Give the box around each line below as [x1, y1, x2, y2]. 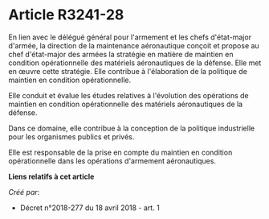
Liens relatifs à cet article [8, 171, 95, 181]
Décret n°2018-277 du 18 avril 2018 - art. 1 [19, 203, 161, 213]
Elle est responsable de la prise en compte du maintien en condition [8, 147, 233, 157]
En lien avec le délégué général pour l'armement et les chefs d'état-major [8, 32, 251, 42]
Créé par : [8, 187, 40, 196]
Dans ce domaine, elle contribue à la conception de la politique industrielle [8, 123, 255, 133]
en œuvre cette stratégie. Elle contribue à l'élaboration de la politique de [8, 66, 247, 76]
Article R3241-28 [8, 6, 124, 24]
